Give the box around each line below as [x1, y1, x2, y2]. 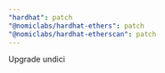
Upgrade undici [8, 54, 66, 65]
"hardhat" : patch [8, 12, 73, 22]
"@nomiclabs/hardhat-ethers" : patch [8, 21, 144, 30]
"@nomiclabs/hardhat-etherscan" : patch [8, 29, 157, 38]
